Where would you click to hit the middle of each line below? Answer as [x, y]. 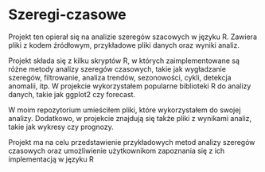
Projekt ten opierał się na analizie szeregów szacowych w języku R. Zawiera [132, 37]
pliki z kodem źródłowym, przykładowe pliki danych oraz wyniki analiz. [124, 45]
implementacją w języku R [51, 159]
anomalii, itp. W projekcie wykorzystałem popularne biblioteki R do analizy [130, 86]
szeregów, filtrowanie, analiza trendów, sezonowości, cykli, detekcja [120, 77]
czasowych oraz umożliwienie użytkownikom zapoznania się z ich [117, 150]
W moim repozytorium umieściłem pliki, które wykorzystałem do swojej [125, 110]
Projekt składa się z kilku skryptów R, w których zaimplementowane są [124, 61]
